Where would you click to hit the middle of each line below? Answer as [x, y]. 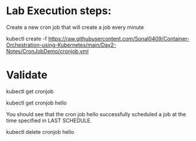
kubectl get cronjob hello [36, 103]
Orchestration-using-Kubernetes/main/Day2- [61, 45]
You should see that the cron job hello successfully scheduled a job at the [96, 114]
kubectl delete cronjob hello [40, 132]
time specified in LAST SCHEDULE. [49, 120]
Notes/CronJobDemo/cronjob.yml [47, 51]
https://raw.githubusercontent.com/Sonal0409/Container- [119, 38]
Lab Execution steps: [59, 11]
